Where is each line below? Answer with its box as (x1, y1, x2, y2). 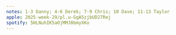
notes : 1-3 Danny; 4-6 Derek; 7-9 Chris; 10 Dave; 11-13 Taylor (6, 8, 170, 15)
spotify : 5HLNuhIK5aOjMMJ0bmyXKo (6, 20, 90, 26)
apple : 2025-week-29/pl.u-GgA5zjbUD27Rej (6, 14, 111, 20)
